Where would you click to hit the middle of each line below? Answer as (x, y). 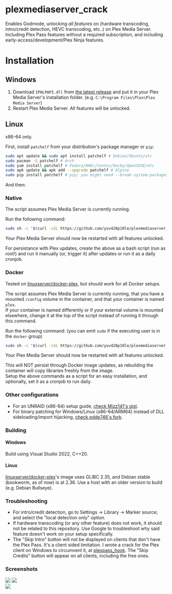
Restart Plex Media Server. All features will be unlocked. (72, 108)
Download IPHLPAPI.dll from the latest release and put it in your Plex (85, 92)
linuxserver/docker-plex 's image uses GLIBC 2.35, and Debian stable (78, 477)
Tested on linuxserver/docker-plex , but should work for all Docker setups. (83, 283)
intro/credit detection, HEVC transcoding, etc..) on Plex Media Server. (79, 29)
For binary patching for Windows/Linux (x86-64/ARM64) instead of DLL (89, 412)
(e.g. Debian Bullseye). (29, 488)
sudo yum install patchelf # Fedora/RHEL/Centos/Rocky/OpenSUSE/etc (80, 166)
